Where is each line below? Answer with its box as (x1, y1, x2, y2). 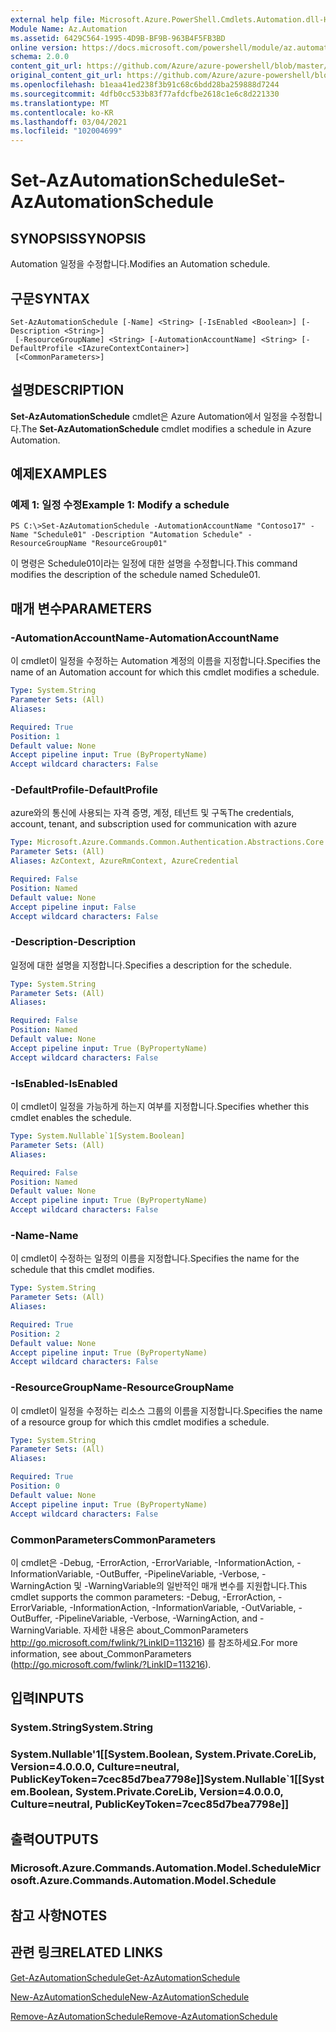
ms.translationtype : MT (10, 98, 110, 108)
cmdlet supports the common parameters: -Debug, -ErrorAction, (10, 1591, 277, 1603)
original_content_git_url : (10, 71, 123, 81)
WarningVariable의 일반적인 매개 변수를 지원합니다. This (88, 1579, 308, 1591)
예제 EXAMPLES (10, 466, 108, 483)
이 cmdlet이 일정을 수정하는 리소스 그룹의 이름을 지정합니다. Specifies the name (10, 1404, 323, 1416)
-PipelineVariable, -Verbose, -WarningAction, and (54, 1612, 258, 1624)
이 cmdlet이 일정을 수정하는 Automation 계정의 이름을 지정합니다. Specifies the (10, 655, 321, 667)
